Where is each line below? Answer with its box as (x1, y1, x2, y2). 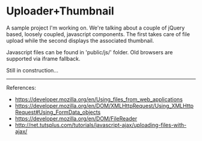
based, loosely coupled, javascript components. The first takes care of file (6, 30, 191, 37)
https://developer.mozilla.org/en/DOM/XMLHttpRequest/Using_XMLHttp (14, 102, 194, 109)
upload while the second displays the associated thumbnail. (6, 37, 155, 44)
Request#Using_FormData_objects (14, 108, 101, 116)
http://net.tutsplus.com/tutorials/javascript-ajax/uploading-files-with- (14, 121, 187, 128)
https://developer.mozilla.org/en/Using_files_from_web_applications (14, 95, 183, 103)
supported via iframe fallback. (6, 55, 81, 62)
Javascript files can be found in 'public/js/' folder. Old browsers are (6, 48, 173, 55)
